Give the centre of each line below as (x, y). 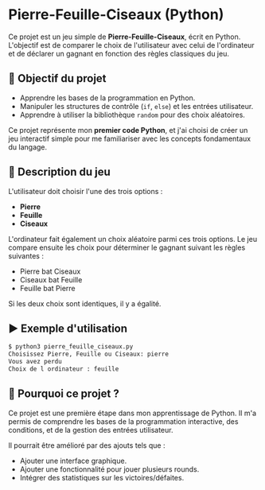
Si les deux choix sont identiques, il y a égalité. (85, 303)
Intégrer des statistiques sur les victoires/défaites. (102, 477)
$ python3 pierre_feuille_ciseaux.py (71, 347)
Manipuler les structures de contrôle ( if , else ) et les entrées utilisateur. (136, 106)
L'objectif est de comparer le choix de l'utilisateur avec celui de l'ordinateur (131, 45)
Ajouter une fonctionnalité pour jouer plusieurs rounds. (109, 469)
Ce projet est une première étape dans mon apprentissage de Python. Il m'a (132, 413)
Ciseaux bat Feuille (51, 279)
